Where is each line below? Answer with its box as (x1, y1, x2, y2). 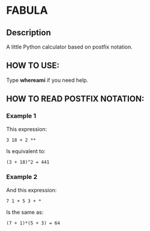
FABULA (6, 4, 48, 17)
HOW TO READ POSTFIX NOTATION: (6, 94, 145, 104)
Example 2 (6, 173, 38, 181)
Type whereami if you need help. (6, 76, 89, 84)
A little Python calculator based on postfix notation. (6, 43, 133, 50)
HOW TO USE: (6, 60, 60, 71)
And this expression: (6, 186, 57, 193)
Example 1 (6, 112, 37, 120)
